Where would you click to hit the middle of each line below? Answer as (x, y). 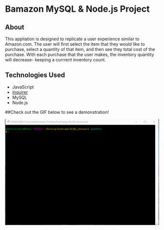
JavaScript (23, 87)
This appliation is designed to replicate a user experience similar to (72, 39)
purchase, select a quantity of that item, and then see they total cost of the (80, 49)
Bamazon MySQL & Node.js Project (77, 9)
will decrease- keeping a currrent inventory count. (56, 60)
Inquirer (20, 92)
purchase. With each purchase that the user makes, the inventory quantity (80, 54)
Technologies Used (35, 75)
